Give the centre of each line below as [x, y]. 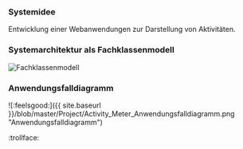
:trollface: [24, 137]
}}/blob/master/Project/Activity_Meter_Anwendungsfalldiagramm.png [121, 113]
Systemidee [32, 12]
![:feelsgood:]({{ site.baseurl [55, 105]
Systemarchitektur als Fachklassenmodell [92, 50]
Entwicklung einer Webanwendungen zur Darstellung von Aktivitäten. [122, 29]
